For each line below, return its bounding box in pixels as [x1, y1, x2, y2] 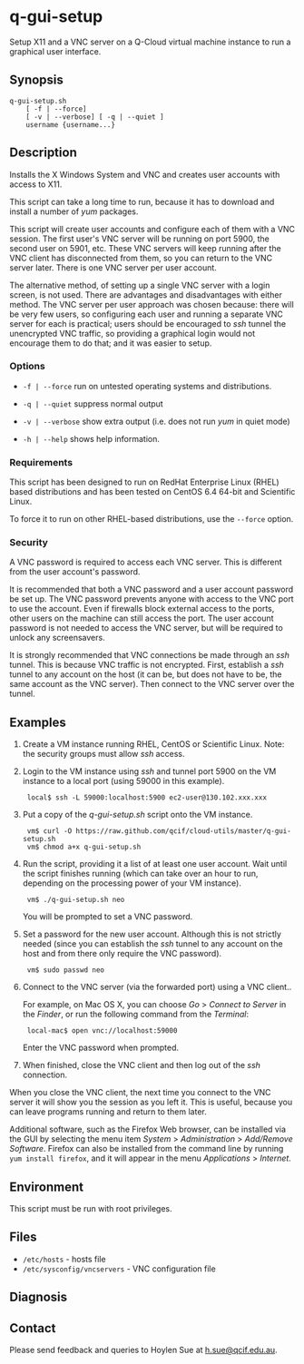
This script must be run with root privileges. [9, 1203, 172, 1214]
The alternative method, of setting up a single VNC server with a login [9, 280, 270, 290]
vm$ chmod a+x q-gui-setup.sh [26, 842, 142, 852]
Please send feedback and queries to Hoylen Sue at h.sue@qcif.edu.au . [9, 1345, 279, 1356]
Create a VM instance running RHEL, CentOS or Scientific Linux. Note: [22, 739, 285, 750]
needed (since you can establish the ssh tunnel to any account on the [22, 938, 283, 949]
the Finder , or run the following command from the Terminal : [22, 1009, 250, 1020]
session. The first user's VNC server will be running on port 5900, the [9, 233, 270, 244]
